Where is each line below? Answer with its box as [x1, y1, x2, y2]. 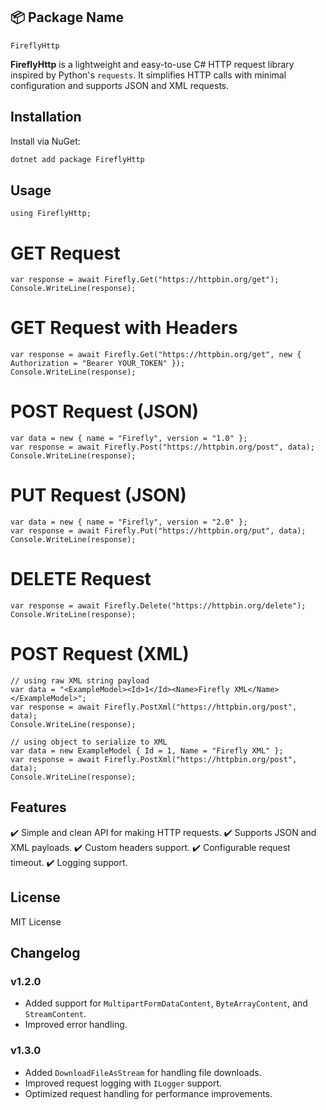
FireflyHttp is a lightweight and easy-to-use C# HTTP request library [10, 58, 295, 70]
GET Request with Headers [10, 317, 238, 339]
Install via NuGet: [10, 135, 81, 147]
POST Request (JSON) [10, 400, 199, 423]
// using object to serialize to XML [10, 737, 168, 747]
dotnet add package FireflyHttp [10, 154, 145, 164]
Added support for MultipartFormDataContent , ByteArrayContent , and [24, 997, 308, 1009]
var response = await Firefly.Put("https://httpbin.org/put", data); [10, 526, 307, 536]
